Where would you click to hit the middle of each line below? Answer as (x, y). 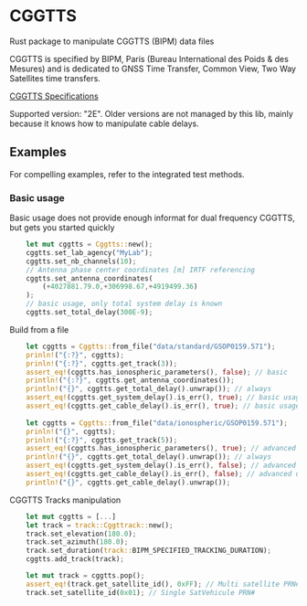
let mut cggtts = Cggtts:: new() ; (90, 245)
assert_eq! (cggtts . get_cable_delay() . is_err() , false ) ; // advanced (159, 474)
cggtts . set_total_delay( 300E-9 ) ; (90, 313)
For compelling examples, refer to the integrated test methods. (127, 174)
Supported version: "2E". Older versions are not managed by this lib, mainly (152, 113)
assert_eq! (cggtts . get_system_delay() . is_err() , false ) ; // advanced (161, 466)
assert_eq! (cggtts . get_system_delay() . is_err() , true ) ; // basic (153, 398)
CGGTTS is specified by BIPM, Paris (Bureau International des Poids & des (149, 58)
